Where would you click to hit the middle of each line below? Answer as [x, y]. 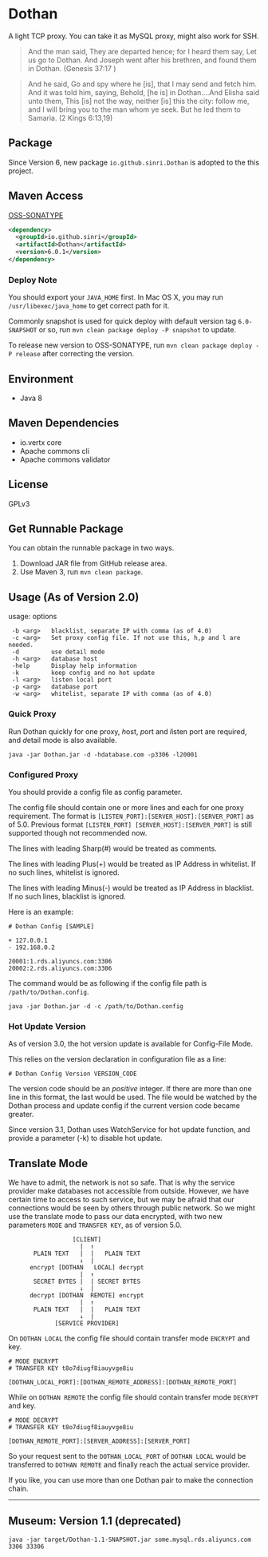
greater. [21, 1114]
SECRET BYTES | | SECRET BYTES [87, 1281]
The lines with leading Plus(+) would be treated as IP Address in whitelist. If [132, 864]
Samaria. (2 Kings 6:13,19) [70, 117]
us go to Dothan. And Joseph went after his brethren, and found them [142, 60]
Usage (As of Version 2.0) [74, 597]
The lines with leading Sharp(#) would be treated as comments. [112, 848]
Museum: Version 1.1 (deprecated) [95, 1521]
